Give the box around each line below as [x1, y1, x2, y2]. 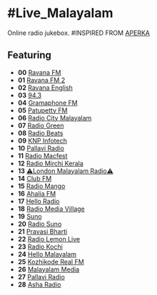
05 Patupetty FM [17, 105, 68, 115]
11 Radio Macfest [17, 151, 68, 160]
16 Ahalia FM [17, 189, 56, 197]
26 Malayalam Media [17, 265, 80, 274]
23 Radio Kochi [17, 242, 63, 251]
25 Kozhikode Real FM [17, 257, 84, 266]
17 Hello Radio [17, 197, 60, 205]
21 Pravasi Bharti [17, 227, 68, 236]
